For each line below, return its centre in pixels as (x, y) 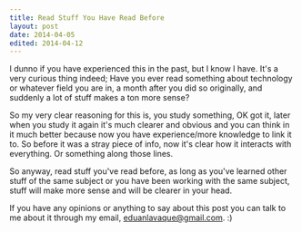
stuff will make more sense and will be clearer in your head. (121, 190)
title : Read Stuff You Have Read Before (87, 18)
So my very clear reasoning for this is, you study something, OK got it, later (150, 115)
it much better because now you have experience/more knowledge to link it (151, 135)
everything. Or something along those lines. (91, 154)
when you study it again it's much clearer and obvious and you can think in (150, 125)
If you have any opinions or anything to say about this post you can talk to (148, 208)
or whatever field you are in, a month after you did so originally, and (136, 88)
